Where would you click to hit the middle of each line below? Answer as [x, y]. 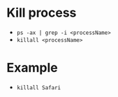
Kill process [42, 13]
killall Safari [39, 88]
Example [32, 68]
